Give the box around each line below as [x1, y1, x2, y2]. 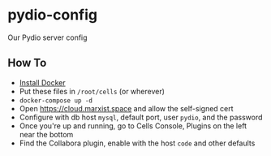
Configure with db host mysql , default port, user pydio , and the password [19, 112, 263, 122]
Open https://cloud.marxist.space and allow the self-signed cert [19, 103, 234, 113]
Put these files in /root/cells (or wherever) [19, 86, 166, 96]
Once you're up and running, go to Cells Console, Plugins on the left [19, 120, 247, 131]
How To [7, 56, 47, 70]
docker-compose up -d [19, 96, 92, 105]
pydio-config [7, 6, 98, 24]
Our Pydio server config [7, 32, 88, 42]
